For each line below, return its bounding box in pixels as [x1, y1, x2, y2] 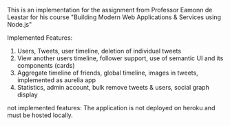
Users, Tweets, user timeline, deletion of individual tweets [17, 47, 181, 55]
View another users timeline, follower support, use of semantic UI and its [17, 54, 224, 62]
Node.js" [7, 21, 32, 28]
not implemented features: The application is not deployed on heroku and [7, 104, 216, 112]
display [17, 90, 38, 99]
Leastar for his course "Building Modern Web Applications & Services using [7, 13, 222, 21]
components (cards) [17, 62, 75, 69]
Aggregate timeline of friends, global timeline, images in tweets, [17, 68, 198, 77]
